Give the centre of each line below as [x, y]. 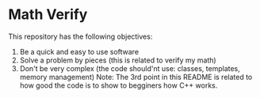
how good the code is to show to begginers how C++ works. [119, 85]
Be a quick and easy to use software [79, 51]
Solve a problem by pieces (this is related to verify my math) [118, 60]
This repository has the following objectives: [80, 36]
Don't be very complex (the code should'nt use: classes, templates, [130, 68]
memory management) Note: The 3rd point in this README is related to [136, 77]
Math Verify [48, 15]
